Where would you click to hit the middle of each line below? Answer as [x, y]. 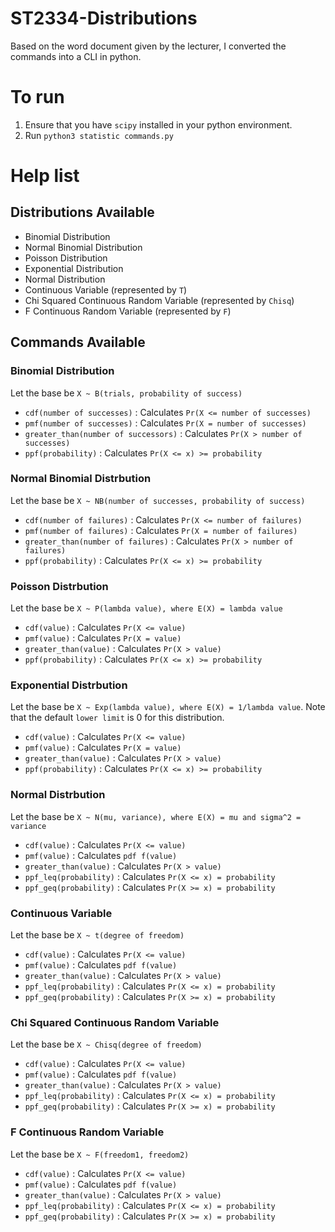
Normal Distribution [65, 279]
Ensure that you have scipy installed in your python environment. [158, 124]
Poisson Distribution [66, 258]
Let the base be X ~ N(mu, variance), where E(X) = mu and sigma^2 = [156, 816]
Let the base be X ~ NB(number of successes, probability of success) [158, 500]
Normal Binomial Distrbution [81, 479]
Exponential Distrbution [69, 685]
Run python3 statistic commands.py [99, 135]
